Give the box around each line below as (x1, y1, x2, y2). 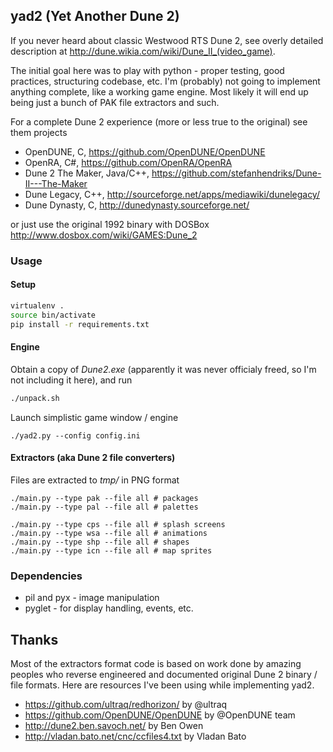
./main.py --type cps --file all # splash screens (10, 519, 226, 529)
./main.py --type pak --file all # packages (10, 493, 199, 503)
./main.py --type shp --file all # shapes (10, 537, 190, 547)
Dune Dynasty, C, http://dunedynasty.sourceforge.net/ (24, 199, 250, 211)
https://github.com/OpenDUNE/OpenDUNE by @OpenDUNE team (24, 709, 296, 721)
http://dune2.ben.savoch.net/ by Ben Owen (24, 719, 204, 731)
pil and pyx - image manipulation (24, 592, 160, 604)
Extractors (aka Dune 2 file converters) (10, 452, 176, 464)
